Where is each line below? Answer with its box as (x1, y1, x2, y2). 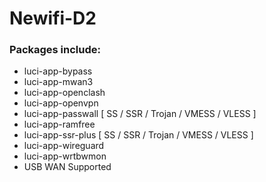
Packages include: (9, 43, 102, 57)
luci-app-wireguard (23, 140, 105, 152)
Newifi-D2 (9, 7, 97, 30)
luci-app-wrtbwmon (23, 150, 107, 162)
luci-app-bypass (23, 65, 93, 77)
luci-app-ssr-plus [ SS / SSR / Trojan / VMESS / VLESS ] (23, 129, 254, 141)
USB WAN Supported (23, 161, 112, 173)
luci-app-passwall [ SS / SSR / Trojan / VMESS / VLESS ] (23, 108, 257, 120)
